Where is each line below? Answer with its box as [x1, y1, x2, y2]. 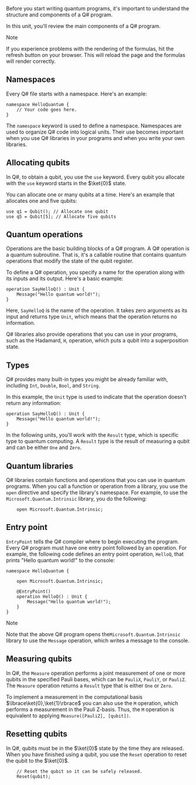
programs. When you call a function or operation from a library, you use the [6, 483, 188, 490]
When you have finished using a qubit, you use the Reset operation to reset [6, 750, 187, 758]
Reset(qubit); [16, 773, 51, 779]
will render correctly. [6, 58, 56, 64]
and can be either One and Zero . [6, 444, 82, 451]
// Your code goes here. [16, 107, 77, 113]
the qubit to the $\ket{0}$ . [6, 757, 69, 764]
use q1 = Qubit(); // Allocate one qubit [6, 208, 109, 215]
